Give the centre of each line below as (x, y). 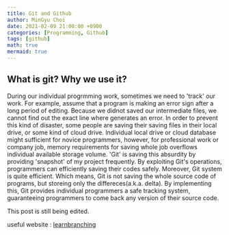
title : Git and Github (39, 13)
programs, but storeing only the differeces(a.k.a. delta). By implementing (109, 183)
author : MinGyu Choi (37, 20)
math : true (23, 45)
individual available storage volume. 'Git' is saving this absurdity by (102, 154)
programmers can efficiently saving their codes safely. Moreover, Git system (114, 169)
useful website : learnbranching (52, 224)
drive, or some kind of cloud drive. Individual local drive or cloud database (112, 132)
